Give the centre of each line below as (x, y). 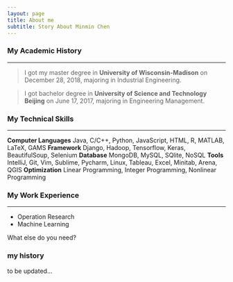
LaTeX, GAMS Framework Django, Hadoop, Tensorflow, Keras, (96, 147)
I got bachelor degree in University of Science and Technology (115, 93)
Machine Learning (43, 224)
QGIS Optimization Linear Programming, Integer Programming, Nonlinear (112, 169)
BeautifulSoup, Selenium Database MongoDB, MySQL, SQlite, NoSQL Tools (115, 155)
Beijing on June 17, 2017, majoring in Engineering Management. (114, 101)
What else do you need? (42, 238)
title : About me (31, 20)
